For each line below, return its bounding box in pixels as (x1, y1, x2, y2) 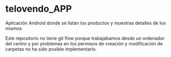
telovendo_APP (5, 3, 72, 15)
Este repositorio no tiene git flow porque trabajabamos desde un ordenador (5, 35, 165, 41)
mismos (5, 25, 22, 31)
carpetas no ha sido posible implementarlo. (5, 46, 97, 52)
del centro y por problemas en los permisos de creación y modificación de (5, 40, 163, 46)
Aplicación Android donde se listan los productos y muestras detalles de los (5, 20, 166, 26)
